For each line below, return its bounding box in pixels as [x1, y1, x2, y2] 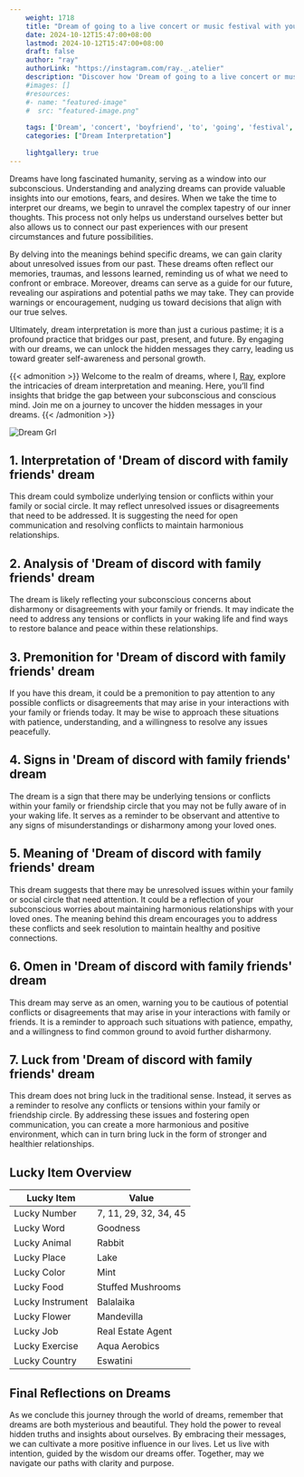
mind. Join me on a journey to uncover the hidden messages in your [9, 399, 263, 410]
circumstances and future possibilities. [9, 230, 154, 241]
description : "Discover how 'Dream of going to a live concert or [25, 73, 281, 82]
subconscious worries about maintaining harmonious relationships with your [9, 904, 294, 915]
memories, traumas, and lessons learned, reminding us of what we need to [9, 268, 289, 279]
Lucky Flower [14, 1310, 71, 1323]
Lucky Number [14, 1208, 77, 1220]
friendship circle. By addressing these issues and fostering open [9, 1110, 250, 1120]
